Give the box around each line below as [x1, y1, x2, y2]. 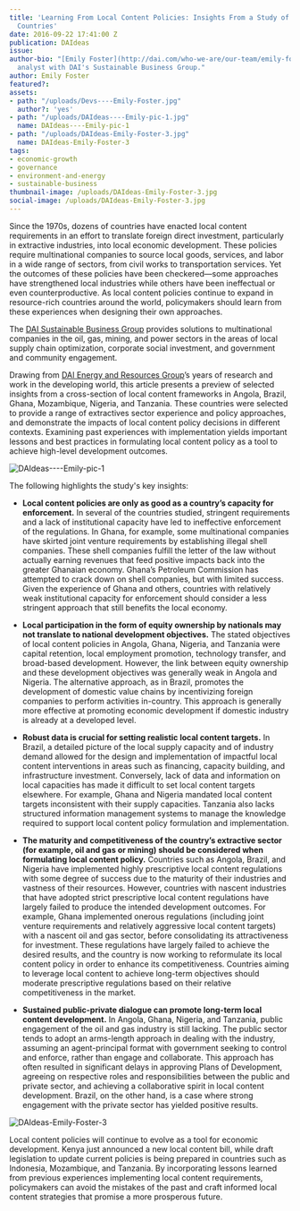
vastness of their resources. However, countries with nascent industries [21, 883, 287, 893]
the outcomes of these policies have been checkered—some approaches [9, 268, 279, 278]
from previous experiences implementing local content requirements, [9, 1172, 263, 1182]
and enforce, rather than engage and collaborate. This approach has [21, 1052, 274, 1062]
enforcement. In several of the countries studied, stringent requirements [21, 507, 290, 517]
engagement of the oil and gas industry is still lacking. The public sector [21, 1023, 287, 1034]
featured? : [9, 80, 50, 89]
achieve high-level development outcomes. [9, 445, 168, 456]
